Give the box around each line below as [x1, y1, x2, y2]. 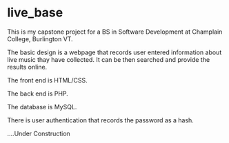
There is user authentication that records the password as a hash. [7, 115, 195, 124]
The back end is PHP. [7, 89, 69, 98]
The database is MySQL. [7, 102, 77, 111]
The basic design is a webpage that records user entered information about [7, 48, 222, 56]
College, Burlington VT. [7, 34, 74, 43]
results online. [7, 63, 48, 71]
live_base [7, 5, 63, 21]
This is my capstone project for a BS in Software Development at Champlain [7, 27, 223, 36]
